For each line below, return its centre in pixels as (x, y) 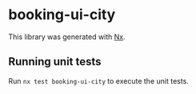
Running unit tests (55, 62)
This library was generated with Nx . (67, 37)
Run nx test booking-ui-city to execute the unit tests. (99, 80)
